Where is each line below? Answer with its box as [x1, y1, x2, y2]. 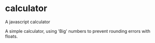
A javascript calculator [5, 19, 51, 25]
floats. [5, 33, 18, 39]
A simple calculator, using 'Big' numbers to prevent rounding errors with [5, 28, 151, 34]
